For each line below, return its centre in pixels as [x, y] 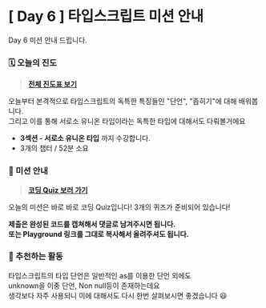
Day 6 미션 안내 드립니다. [48, 40]
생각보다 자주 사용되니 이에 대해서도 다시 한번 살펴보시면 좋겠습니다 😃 [118, 295]
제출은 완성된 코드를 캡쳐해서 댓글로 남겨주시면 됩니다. [92, 224]
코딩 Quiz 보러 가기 [58, 190]
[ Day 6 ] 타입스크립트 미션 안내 [106, 16]
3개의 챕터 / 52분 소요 [54, 148]
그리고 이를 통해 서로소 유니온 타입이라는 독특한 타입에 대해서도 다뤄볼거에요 [127, 122]
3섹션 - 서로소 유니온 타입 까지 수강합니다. [85, 138]
